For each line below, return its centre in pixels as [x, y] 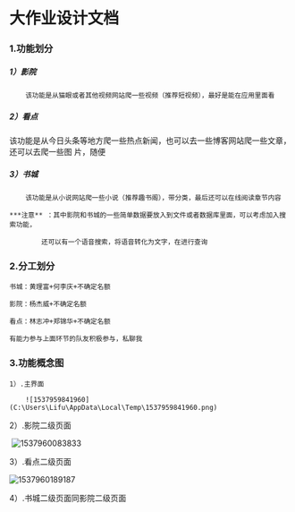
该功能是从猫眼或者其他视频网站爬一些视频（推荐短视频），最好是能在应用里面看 [150, 96]
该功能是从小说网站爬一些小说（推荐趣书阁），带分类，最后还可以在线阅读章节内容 [153, 198]
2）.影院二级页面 [40, 425]
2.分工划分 [32, 266]
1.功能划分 [31, 48]
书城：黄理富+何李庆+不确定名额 [60, 287]
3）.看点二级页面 [40, 461]
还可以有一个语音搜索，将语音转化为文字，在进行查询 [125, 243]
